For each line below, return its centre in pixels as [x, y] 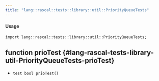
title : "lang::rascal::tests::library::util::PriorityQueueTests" [77, 10]
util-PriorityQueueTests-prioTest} [60, 61]
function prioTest [33, 53]
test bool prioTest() [35, 73]
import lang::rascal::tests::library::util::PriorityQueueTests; [76, 37]
